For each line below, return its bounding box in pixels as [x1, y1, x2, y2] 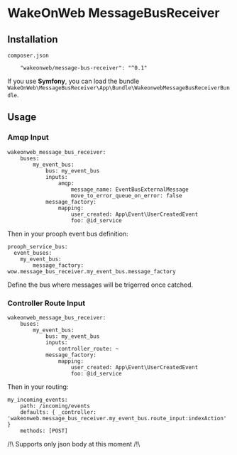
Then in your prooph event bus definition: [7, 229, 129, 238]
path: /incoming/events [20, 402, 91, 410]
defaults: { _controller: [20, 408, 97, 416]
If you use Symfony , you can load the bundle [7, 77, 140, 85]
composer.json [7, 52, 50, 59]
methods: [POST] [20, 427, 69, 434]
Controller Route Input [7, 298, 86, 308]
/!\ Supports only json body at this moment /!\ [7, 439, 140, 448]
